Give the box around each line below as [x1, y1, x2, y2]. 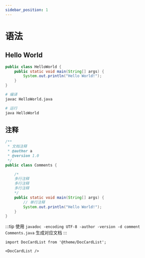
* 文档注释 [7, 144, 28, 149]
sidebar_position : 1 [5, 7, 49, 13]
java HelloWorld [5, 110, 39, 116]
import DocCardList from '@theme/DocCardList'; [5, 240, 107, 245]
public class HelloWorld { [5, 64, 62, 69]
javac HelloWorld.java [5, 97, 53, 102]
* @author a [7, 149, 33, 154]
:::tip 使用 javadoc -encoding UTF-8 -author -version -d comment [5, 223, 140, 229]
